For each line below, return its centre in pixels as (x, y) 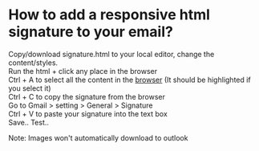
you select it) (30, 88)
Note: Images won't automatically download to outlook (98, 137)
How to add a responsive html (109, 15)
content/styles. (33, 63)
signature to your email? (91, 32)
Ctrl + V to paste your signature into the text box (88, 113)
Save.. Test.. (29, 122)
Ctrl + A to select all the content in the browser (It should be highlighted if (129, 80)
